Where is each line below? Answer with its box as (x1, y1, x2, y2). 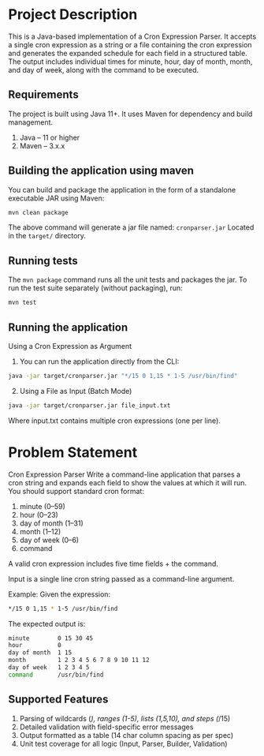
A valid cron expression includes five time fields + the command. (8, 559, 219, 568)
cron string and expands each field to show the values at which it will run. (8, 477, 247, 487)
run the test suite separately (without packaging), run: (8, 283, 183, 293)
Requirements (8, 88, 79, 102)
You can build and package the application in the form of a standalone (8, 185, 236, 194)
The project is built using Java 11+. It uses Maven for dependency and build (8, 109, 253, 118)
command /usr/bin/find (8, 671, 104, 679)
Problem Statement (8, 443, 138, 461)
